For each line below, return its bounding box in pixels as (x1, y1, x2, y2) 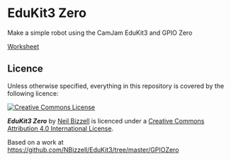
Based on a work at (7, 138, 64, 146)
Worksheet (7, 42, 40, 50)
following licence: (7, 89, 59, 97)
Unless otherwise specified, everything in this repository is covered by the (7, 82, 225, 90)
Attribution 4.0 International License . (7, 124, 114, 133)
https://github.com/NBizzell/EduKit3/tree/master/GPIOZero (7, 145, 179, 154)
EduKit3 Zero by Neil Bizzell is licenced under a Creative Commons (7, 116, 205, 125)
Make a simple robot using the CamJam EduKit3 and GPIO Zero (7, 28, 193, 37)
